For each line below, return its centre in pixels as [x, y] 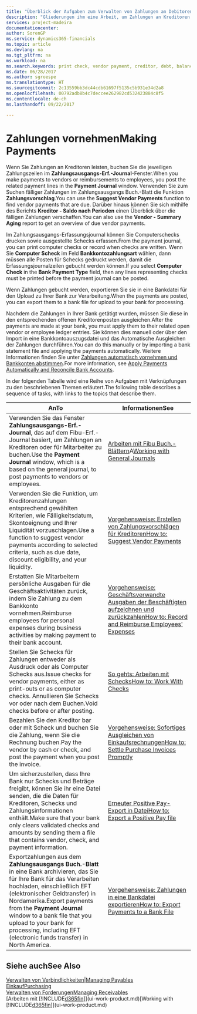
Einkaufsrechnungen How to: [147, 742]
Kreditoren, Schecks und [43, 803]
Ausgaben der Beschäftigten [147, 602]
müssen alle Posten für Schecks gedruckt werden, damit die [79, 260]
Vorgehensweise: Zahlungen [147, 890]
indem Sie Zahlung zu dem [46, 598]
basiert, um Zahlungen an [67, 440]
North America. [30, 945]
